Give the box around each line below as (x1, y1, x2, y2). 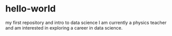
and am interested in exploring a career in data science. (5, 24, 123, 30)
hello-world (5, 3, 56, 14)
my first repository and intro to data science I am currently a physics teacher (5, 19, 167, 25)
